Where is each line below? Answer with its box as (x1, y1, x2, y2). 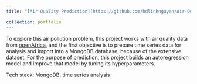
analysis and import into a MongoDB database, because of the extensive (6, 47, 182, 54)
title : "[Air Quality (6, 8, 59, 15)
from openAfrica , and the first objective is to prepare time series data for (6, 41, 182, 48)
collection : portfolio (6, 19, 62, 25)
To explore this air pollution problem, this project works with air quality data (6, 35, 188, 42)
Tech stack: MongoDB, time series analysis (6, 71, 110, 78)
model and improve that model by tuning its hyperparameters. (6, 60, 155, 67)
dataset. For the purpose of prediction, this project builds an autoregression (6, 54, 189, 61)
